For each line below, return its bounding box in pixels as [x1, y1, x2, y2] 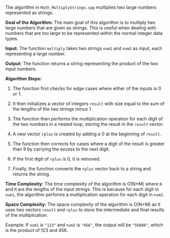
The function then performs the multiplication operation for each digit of [12, 116, 163, 122]
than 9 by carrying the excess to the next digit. [12, 146, 110, 152]
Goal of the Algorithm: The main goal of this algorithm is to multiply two [5, 20, 156, 25]
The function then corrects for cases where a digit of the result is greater [12, 141, 165, 147]
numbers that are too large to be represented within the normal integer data [5, 30, 163, 36]
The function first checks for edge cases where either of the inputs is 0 [12, 85, 161, 91]
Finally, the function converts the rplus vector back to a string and [12, 166, 151, 171]
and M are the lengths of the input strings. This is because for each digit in [5, 186, 159, 192]
